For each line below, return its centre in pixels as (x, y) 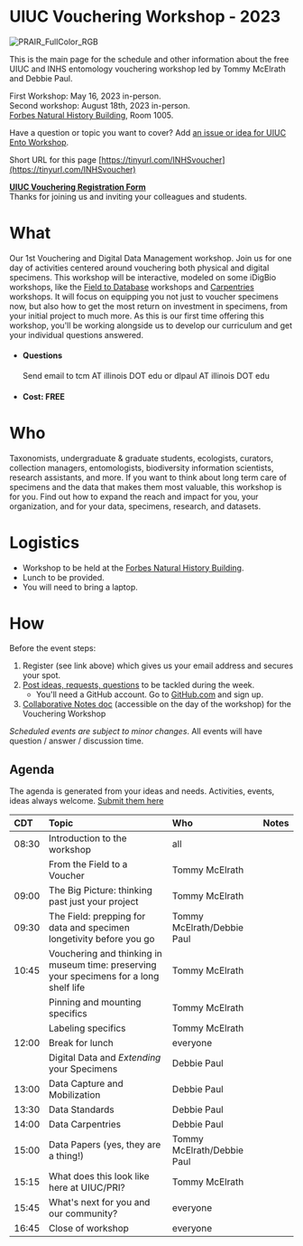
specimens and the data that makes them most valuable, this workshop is (146, 486)
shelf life (67, 987)
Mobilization (74, 1095)
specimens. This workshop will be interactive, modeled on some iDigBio (143, 277)
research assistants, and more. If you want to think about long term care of (148, 477)
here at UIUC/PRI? (87, 1188)
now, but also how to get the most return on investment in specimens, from (149, 306)
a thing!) (66, 1156)
